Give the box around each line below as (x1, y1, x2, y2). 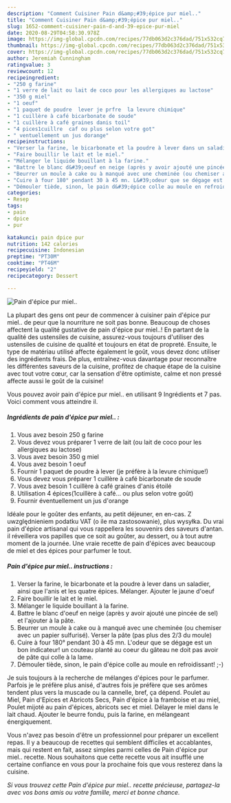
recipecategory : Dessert (7, 272, 78, 279)
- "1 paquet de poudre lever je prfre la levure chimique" (7, 106, 186, 113)
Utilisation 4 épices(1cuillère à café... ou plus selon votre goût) (16, 489, 194, 497)
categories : (7, 190, 41, 196)
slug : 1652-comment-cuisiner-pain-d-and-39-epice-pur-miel (7, 23, 180, 30)
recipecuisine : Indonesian (7, 247, 85, 254)
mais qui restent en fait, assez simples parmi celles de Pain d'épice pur (7, 745, 208, 753)
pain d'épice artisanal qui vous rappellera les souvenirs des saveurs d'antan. (7, 525, 224, 533)
